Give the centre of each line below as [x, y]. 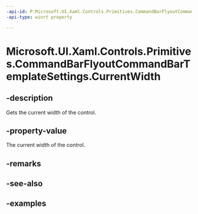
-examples [26, 204]
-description [29, 98]
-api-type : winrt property [39, 17]
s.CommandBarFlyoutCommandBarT [98, 64]
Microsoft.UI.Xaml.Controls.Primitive [99, 51]
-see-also [24, 184]
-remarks [24, 164]
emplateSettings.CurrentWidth [83, 76]
